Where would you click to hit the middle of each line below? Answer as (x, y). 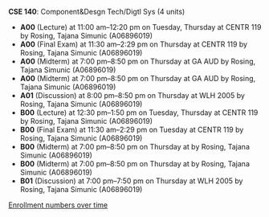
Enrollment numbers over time (58, 205)
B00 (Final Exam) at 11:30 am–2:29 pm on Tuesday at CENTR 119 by (132, 129)
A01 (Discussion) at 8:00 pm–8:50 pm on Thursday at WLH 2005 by (132, 95)
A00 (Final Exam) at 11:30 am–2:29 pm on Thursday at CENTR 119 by (133, 44)
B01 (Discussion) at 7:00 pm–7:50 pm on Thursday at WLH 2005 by (131, 181)
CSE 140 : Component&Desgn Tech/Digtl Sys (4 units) (97, 12)
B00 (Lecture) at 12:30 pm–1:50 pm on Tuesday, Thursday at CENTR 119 (139, 113)
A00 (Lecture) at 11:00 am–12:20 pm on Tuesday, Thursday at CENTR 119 (141, 27)
